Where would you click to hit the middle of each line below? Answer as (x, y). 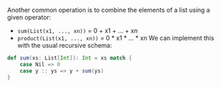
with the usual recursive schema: (65, 45)
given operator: (29, 17)
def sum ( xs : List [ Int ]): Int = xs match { (69, 58)
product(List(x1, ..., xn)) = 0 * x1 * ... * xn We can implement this (115, 38)
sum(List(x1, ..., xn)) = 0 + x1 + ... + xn (77, 31)
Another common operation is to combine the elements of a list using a (109, 10)
